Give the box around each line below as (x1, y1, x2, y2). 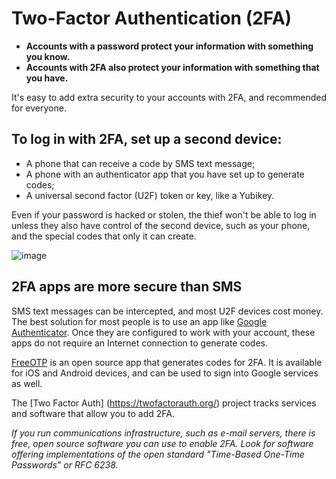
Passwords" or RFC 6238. (11, 458, 119, 471)
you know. (25, 50, 71, 62)
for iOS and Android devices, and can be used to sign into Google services (11, 367, 319, 379)
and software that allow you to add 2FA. (11, 407, 175, 419)
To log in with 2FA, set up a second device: (11, 131, 283, 148)
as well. (11, 377, 43, 389)
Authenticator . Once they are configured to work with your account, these (11, 326, 316, 338)
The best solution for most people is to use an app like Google (11, 315, 268, 327)
